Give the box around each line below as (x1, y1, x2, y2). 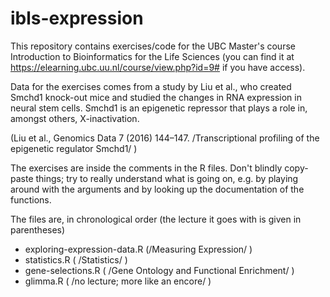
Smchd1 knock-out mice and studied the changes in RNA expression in (10, 91, 302, 103)
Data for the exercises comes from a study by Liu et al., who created (10, 80, 292, 92)
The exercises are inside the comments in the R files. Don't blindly (10, 162, 283, 174)
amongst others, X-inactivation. (10, 112, 140, 124)
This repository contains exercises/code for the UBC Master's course (10, 40, 296, 52)
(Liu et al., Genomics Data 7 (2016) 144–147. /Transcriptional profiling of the (10, 132, 320, 144)
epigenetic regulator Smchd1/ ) (10, 142, 138, 154)
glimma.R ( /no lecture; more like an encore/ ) (24, 275, 212, 287)
